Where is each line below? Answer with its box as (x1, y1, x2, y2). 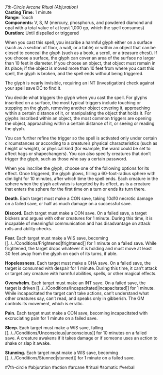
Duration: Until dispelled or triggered (5, 30, 79, 36)
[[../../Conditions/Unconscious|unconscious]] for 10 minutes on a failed (5, 330, 147, 336)
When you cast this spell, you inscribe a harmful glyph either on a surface (5, 39, 153, 45)
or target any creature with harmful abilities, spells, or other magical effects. (5, 271, 157, 276)
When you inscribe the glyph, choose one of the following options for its (5, 165, 149, 171)
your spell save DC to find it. (5, 85, 62, 91)
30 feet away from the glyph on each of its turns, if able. (5, 251, 118, 257)
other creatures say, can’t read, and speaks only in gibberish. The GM (5, 296, 145, 301)
